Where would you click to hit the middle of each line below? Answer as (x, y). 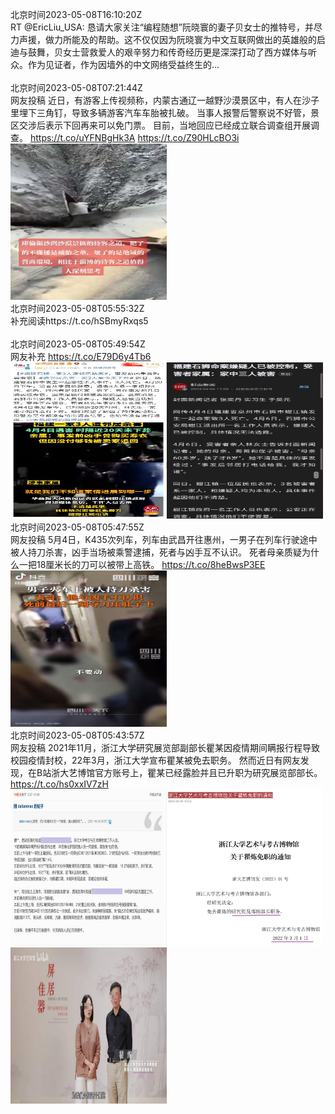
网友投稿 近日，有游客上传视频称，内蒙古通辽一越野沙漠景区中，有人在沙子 (165, 100)
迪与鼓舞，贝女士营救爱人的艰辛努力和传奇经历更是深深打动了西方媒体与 (159, 52)
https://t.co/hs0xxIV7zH (59, 784)
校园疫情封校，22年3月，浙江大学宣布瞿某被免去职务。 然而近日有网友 (155, 760)
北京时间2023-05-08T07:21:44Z (76, 87)
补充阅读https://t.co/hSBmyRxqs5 (79, 321)
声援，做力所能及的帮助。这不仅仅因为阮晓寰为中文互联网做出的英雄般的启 (172, 39)
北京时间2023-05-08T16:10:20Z (76, 14)
